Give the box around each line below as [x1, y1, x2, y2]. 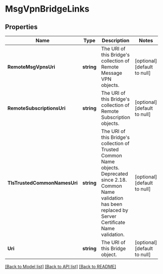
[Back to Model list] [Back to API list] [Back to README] [5, 264, 116, 269]
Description [101, 37, 130, 44]
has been [101, 201, 123, 207]
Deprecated [101, 171, 129, 177]
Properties [5, 23, 38, 31]
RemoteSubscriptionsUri [7, 105, 65, 111]
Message [101, 69, 122, 76]
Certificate [101, 219, 125, 225]
